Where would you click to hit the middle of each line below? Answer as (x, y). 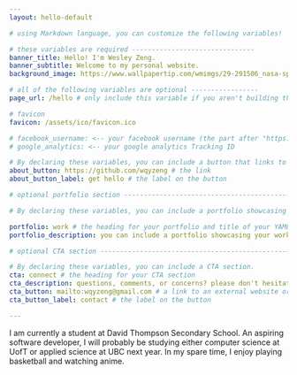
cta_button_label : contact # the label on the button (110, 300)
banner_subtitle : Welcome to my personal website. (104, 66)
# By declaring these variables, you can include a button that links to (148, 163)
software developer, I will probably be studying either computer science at (145, 342)
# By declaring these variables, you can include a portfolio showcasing (148, 210)
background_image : (43, 74)
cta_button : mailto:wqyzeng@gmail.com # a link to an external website (144, 292)
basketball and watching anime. (67, 361)
